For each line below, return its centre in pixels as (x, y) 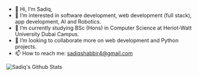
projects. (26, 47)
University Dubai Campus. (47, 34)
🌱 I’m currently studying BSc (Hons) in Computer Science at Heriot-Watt (103, 28)
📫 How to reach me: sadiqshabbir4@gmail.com (74, 53)
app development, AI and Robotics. (58, 22)
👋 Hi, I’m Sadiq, (33, 9)
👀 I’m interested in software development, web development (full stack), (103, 15)
